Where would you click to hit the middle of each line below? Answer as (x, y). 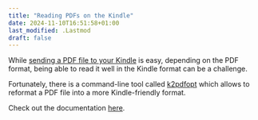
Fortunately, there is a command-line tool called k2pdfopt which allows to (129, 84)
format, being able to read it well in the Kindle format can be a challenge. (128, 69)
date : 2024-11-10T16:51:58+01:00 (64, 23)
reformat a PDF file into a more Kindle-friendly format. (97, 93)
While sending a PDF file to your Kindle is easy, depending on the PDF (124, 60)
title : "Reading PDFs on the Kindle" (71, 15)
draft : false (30, 38)
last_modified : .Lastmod (50, 30)
